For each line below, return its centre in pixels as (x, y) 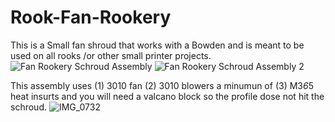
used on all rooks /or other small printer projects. (111, 55)
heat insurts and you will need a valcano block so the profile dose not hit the (167, 96)
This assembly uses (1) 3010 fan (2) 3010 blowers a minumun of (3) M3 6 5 (162, 85)
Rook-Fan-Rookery (91, 17)
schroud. (28, 107)
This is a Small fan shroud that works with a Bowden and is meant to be (157, 45)
